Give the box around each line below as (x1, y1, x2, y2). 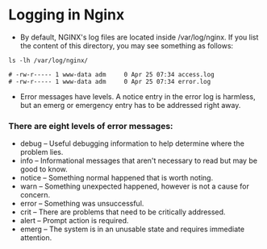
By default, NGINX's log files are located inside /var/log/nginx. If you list (19, 32, 259, 42)
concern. (19, 190, 51, 200)
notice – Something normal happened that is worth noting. (19, 173, 214, 183)
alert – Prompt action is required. (19, 216, 129, 226)
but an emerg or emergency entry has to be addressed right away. (19, 100, 241, 110)
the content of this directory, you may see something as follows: (19, 40, 234, 50)
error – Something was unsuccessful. (19, 199, 144, 209)
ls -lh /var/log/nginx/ (8, 56, 89, 64)
